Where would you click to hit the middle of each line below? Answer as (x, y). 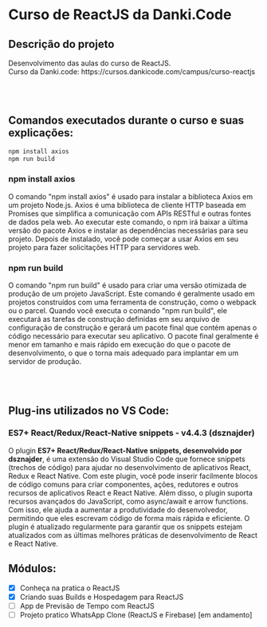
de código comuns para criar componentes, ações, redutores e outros (124, 484)
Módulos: (33, 568)
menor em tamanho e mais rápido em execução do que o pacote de (120, 345)
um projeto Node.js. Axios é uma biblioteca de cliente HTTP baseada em (128, 205)
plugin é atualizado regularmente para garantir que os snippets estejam (126, 527)
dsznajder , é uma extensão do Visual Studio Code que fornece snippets (127, 459)
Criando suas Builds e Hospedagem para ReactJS (102, 597)
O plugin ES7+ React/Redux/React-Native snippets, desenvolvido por (125, 450)
